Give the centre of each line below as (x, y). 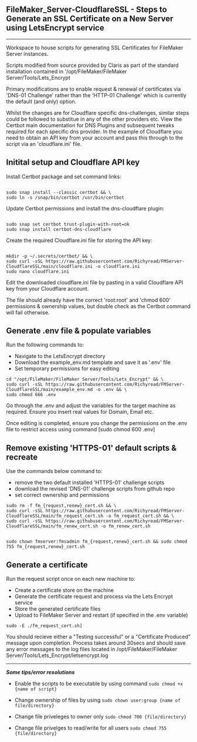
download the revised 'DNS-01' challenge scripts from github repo (94, 489)
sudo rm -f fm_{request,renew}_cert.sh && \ (61, 506)
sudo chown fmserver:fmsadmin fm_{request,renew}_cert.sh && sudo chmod (97, 542)
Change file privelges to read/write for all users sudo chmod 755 (91, 728)
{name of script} (36, 689)
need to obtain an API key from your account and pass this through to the (95, 138)
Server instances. (27, 54)
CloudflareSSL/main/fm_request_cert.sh (55, 516)
